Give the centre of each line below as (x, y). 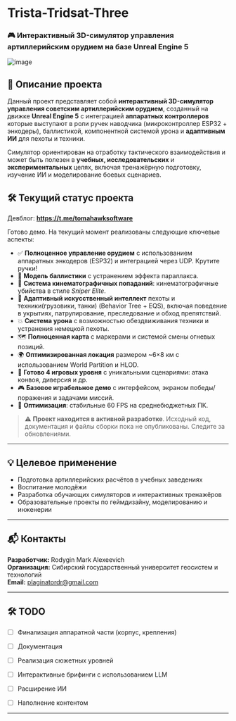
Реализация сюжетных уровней (65, 660)
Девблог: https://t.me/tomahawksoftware (70, 218)
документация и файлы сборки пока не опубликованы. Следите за (125, 427)
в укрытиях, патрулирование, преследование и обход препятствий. (119, 313)
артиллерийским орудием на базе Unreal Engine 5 (98, 47)
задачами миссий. (86, 398)
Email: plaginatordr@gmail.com (53, 582)
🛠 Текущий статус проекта (71, 198)
